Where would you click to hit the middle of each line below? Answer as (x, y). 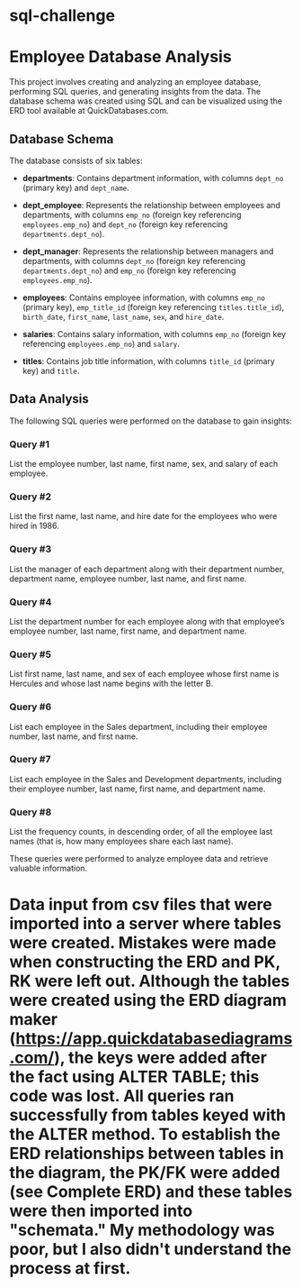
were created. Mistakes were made (143, 943)
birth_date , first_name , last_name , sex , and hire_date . (123, 316)
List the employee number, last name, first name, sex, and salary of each (144, 464)
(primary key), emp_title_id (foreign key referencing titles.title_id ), (153, 306)
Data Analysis (49, 399)
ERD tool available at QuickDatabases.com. (89, 111)
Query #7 (30, 760)
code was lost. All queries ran (122, 1096)
